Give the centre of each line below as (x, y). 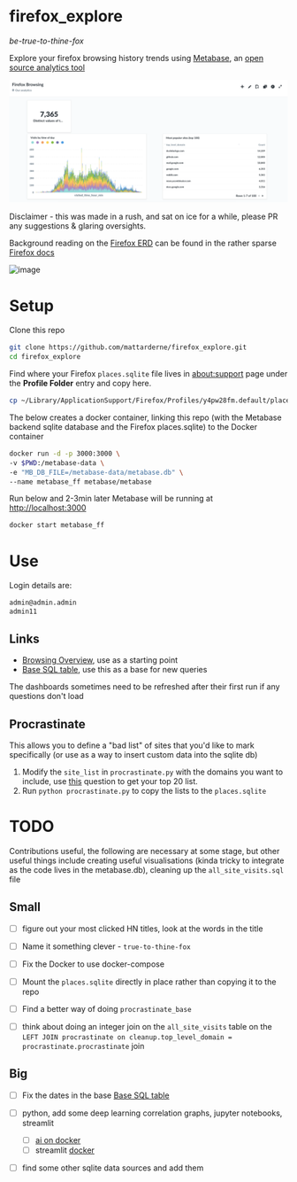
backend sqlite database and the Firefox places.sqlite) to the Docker (133, 426)
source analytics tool (47, 67)
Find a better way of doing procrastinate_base (107, 1008)
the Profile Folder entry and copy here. (80, 384)
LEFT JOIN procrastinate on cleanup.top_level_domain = (127, 1038)
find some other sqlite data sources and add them (113, 1168)
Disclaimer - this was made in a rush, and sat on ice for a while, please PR (144, 217)
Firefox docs (32, 253)
